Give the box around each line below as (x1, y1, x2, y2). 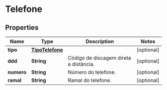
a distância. (68, 61, 95, 68)
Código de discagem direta (68, 55, 131, 61)
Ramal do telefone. (68, 77, 112, 84)
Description (85, 38, 114, 45)
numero (7, 69, 26, 76)
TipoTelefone (31, 46, 63, 53)
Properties (5, 23, 39, 32)
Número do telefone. (68, 69, 116, 76)
